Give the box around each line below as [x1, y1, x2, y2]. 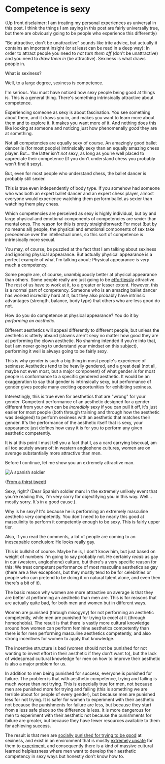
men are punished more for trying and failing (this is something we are [5, 686, 148, 692]
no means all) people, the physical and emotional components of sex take [5, 226, 155, 232]
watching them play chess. [5, 201, 60, 207]
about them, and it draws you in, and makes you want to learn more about [5, 114, 155, 120]
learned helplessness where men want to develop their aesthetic [5, 748, 136, 754]
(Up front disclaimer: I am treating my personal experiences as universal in [5, 20, 156, 26]
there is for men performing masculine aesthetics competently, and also [5, 630, 151, 636]
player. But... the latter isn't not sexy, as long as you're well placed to [5, 150, 144, 156]
